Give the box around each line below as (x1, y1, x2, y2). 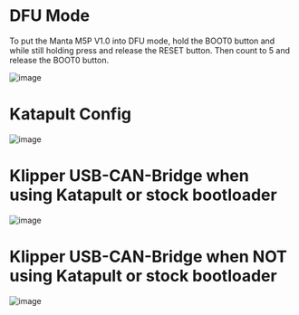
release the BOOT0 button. (9, 54, 110, 65)
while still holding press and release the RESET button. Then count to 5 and (9, 44, 291, 55)
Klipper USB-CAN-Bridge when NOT (9, 246, 288, 267)
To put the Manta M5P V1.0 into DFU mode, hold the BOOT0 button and (9, 35, 275, 46)
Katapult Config (9, 104, 131, 125)
